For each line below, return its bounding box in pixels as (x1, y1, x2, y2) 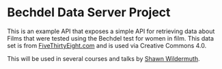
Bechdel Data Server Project (7, 5, 171, 20)
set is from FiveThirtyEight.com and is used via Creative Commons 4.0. (7, 41, 207, 49)
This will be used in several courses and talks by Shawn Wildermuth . (7, 54, 200, 62)
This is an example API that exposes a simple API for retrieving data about (7, 27, 215, 35)
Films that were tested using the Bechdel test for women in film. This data (7, 34, 214, 42)
